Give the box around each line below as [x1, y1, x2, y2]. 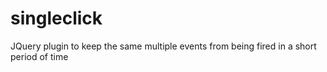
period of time [10, 50, 69, 62]
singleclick [10, 7, 103, 30]
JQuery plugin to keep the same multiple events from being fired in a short [10, 40, 317, 52]
